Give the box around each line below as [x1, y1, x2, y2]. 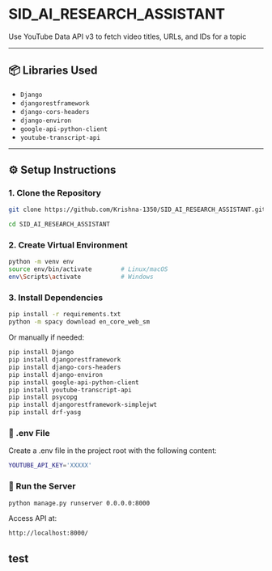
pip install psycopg [8, 393, 79, 401]
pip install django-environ [8, 370, 104, 379]
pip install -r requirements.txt [8, 311, 121, 319]
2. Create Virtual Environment [8, 239, 128, 251]
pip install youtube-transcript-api [8, 386, 132, 394]
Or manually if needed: [8, 332, 85, 342]
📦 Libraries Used [8, 64, 98, 78]
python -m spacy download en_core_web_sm [8, 318, 151, 326]
